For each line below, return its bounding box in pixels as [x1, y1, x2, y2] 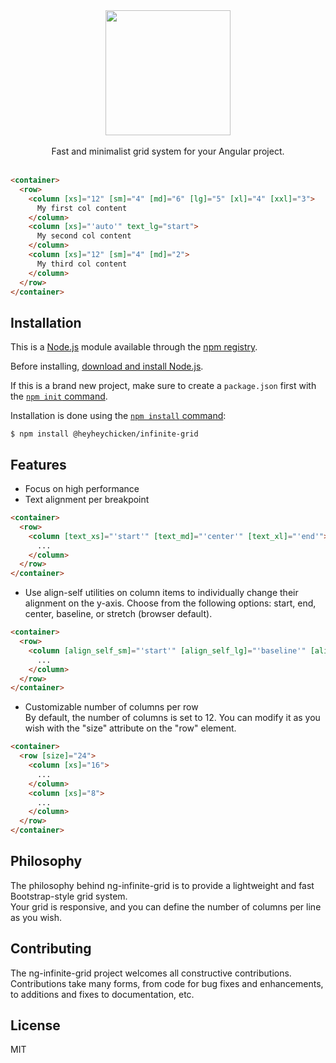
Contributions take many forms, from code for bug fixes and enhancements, [10, 977, 324, 989]
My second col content [36, 231, 132, 241]
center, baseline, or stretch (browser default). [24, 608, 213, 620]
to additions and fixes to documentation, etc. [10, 988, 195, 1000]
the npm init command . [10, 390, 108, 403]
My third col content [36, 259, 128, 269]
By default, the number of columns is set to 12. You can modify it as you [24, 712, 321, 724]
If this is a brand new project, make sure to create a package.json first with [10, 380, 317, 392]
